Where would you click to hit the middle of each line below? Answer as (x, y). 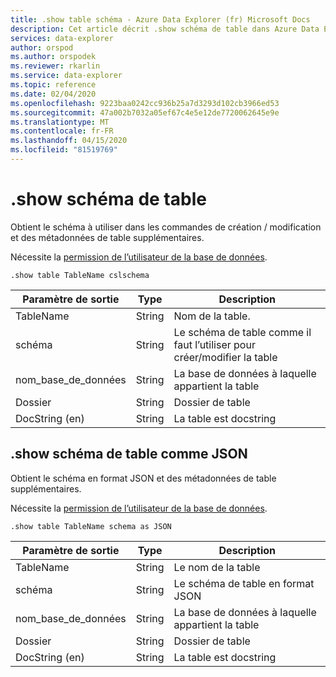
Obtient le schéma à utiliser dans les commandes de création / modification (166, 227)
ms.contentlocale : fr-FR (62, 131)
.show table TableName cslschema (80, 275)
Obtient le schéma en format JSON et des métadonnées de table (143, 478)
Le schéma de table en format (244, 583)
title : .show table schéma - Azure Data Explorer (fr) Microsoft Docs (160, 19)
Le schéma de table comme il (242, 332)
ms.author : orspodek (53, 57)
